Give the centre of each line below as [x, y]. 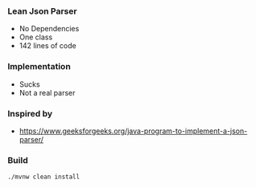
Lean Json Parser [42, 11]
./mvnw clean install [44, 177]
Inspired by [30, 113]
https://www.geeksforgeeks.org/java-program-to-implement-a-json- [133, 131]
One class [36, 37]
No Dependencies [49, 29]
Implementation [39, 67]
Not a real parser [47, 92]
